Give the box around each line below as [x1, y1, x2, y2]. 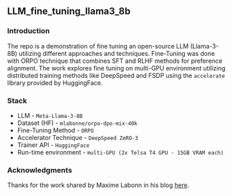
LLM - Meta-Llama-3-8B [17, 111, 83, 119]
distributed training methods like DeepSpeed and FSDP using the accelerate [7, 71, 225, 79]
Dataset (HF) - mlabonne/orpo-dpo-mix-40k [17, 119, 138, 127]
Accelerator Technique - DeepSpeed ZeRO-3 [17, 133, 139, 141]
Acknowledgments [7, 165, 73, 175]
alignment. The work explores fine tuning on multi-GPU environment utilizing [7, 63, 226, 72]
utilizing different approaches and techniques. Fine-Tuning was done [18, 49, 215, 57]
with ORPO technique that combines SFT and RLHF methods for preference [7, 57, 223, 65]
